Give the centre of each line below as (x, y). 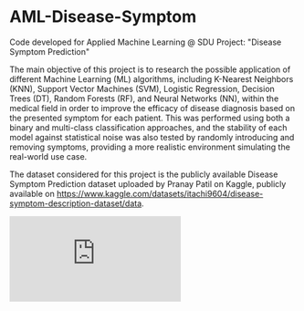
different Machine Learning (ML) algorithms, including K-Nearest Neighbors (152, 78)
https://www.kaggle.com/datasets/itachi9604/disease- (160, 193)
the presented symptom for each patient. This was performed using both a (150, 118)
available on (32, 193)
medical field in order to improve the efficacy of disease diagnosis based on (152, 108)
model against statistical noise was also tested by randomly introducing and (152, 137)
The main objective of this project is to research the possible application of (150, 69)
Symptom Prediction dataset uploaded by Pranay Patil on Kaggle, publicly (148, 183)
